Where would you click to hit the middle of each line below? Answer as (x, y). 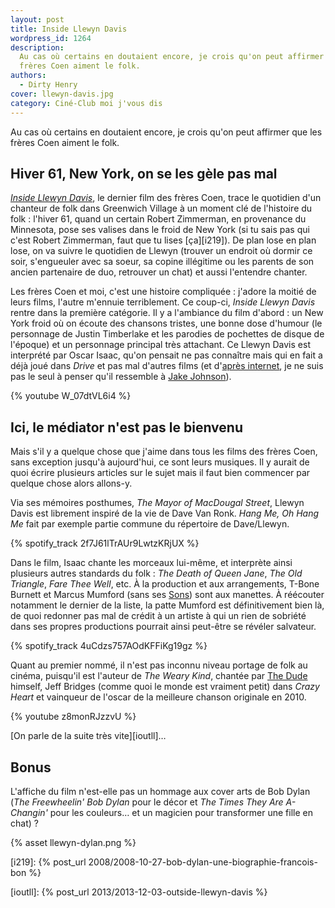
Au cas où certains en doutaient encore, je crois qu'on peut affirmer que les (166, 132)
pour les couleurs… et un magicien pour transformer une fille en (181, 812)
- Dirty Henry (48, 85)
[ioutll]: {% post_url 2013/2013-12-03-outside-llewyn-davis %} (139, 892)
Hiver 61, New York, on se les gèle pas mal (144, 173)
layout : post (37, 19)
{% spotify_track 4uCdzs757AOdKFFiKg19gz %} (109, 646)
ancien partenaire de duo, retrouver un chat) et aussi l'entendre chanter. (159, 272)
